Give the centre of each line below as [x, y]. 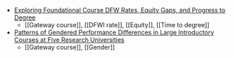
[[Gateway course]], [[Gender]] [70, 47]
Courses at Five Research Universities [69, 40]
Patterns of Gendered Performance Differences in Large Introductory [114, 32]
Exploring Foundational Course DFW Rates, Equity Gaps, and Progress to [120, 10]
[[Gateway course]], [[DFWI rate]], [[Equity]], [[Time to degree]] [117, 25]
